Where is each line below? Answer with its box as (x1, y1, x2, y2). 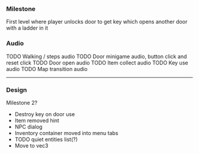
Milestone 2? (6, 99, 37, 106)
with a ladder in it (6, 24, 49, 31)
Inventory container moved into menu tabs (14, 129, 118, 136)
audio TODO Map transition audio (6, 65, 88, 72)
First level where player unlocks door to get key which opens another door (6, 18, 188, 25)
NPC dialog (14, 123, 43, 130)
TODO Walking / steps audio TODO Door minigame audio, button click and (6, 53, 187, 60)
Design (6, 85, 27, 94)
